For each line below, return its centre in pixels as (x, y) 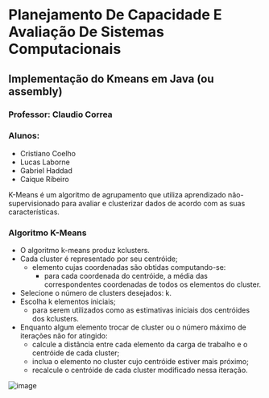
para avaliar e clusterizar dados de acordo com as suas (153, 203)
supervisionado (34, 203)
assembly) (35, 91)
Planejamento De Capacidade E (116, 15)
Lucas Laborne (45, 162)
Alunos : (24, 136)
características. (34, 212)
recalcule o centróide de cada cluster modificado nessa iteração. (140, 370)
